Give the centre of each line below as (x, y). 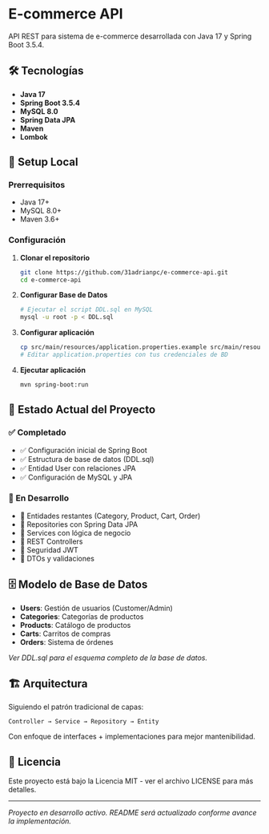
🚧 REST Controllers (51, 541)
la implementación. (40, 821)
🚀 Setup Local (43, 162)
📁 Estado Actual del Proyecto (82, 410)
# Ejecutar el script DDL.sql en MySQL (86, 310)
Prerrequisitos (37, 185)
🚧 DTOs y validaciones (57, 558)
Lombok (34, 136)
